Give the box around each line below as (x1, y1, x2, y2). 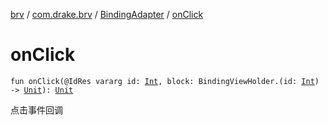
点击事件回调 (10, 104, 63, 116)
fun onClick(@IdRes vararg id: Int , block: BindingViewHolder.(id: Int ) (10, 76, 320, 86)
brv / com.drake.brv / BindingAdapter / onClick (10, 9, 204, 20)
